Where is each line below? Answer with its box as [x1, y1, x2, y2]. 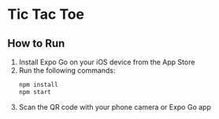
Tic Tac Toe [7, 5, 84, 23]
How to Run [7, 37, 65, 50]
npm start [18, 88, 52, 96]
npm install [18, 81, 58, 88]
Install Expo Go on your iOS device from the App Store [18, 57, 195, 67]
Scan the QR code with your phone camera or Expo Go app [18, 102, 212, 111]
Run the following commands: [18, 66, 116, 75]
